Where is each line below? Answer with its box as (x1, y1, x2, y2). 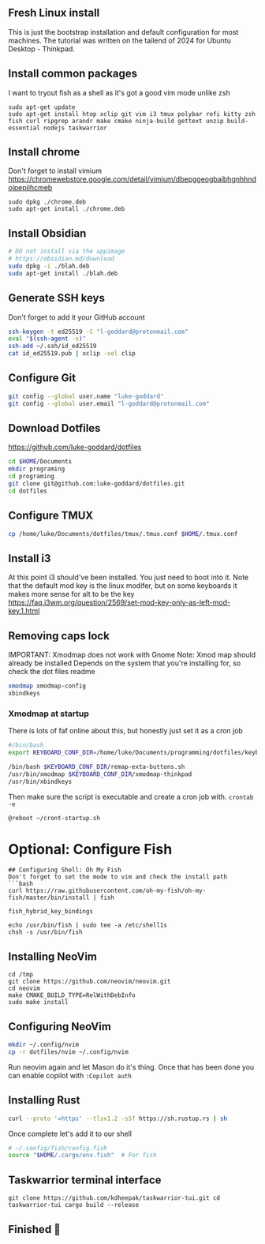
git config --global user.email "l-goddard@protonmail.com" (8, 399, 211, 407)
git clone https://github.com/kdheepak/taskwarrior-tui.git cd (8, 1194, 221, 1202)
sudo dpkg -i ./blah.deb (8, 262, 90, 270)
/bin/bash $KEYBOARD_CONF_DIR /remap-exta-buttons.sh (8, 763, 185, 770)
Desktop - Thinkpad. (8, 43, 75, 54)
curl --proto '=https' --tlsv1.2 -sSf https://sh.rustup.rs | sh (8, 1115, 227, 1122)
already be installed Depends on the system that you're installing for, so (8, 658, 241, 668)
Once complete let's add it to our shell (8, 1129, 132, 1138)
